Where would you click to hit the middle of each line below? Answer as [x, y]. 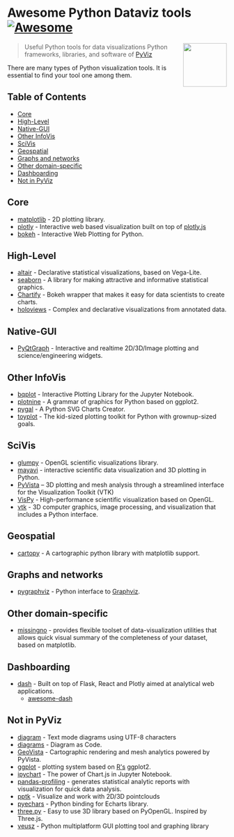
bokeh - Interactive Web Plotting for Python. [80, 234]
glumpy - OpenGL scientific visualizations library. [88, 462]
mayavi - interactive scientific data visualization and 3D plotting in [112, 470]
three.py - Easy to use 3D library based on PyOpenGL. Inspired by [112, 811]
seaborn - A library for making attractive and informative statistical [113, 280]
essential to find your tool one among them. [70, 75]
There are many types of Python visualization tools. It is [87, 68]
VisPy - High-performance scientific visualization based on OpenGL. [116, 499]
